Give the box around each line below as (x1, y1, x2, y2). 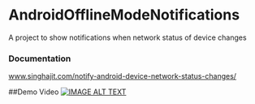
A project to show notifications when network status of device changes (8, 32, 247, 42)
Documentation (8, 53, 71, 64)
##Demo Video (8, 87, 59, 97)
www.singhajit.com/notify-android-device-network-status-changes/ (8, 71, 237, 81)
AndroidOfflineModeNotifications (8, 6, 240, 24)
